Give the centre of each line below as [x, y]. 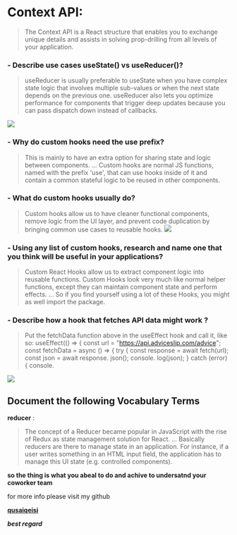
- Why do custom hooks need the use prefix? [86, 142]
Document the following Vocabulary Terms [104, 401]
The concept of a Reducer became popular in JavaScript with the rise [126, 432]
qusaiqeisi [23, 510]
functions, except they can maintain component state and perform [121, 287]
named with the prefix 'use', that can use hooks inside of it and [116, 172]
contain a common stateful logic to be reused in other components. [122, 180]
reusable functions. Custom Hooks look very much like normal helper [125, 279]
